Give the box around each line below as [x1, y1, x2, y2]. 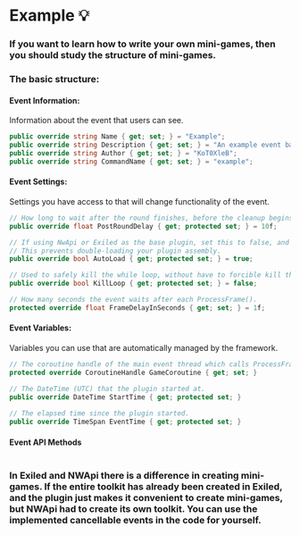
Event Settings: [9, 176, 68, 188]
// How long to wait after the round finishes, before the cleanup [9, 213, 266, 222]
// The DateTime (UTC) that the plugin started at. [9, 384, 205, 393]
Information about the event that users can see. [9, 115, 185, 126]
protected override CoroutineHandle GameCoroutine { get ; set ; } [9, 368, 257, 377]
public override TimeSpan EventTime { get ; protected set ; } [9, 417, 242, 427]
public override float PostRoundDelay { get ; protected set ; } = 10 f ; [9, 222, 278, 230]
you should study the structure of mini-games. [9, 49, 217, 62]
